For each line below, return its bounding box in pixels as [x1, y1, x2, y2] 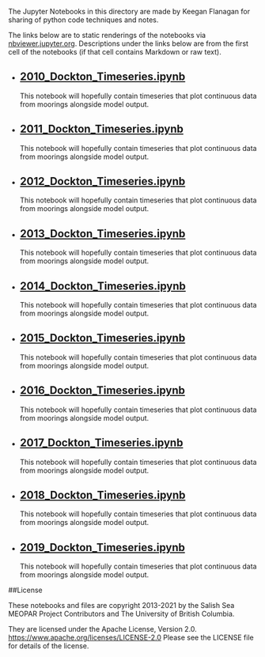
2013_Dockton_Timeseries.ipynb [19, 227, 186, 240]
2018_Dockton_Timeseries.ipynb [19, 488, 186, 501]
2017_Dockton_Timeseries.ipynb [19, 436, 184, 450]
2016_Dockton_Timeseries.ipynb [19, 383, 186, 398]
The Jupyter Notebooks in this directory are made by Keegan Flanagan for [8, 7, 251, 16]
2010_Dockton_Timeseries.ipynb [19, 70, 186, 84]
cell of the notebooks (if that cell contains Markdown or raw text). [8, 47, 221, 56]
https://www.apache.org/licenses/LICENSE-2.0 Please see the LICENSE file [8, 632, 255, 643]
